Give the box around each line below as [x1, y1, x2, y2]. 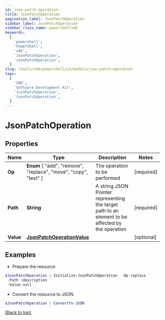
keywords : [5, 30, 26, 35]
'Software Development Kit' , [14, 85, 74, 90]
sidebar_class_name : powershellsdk [5, 26, 78, 31]
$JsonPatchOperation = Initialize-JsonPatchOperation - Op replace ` [5, 273, 151, 278]
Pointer [95, 189, 112, 196]
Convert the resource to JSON [12, 291, 74, 297]
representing [95, 195, 125, 202]
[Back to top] [5, 310, 31, 316]
